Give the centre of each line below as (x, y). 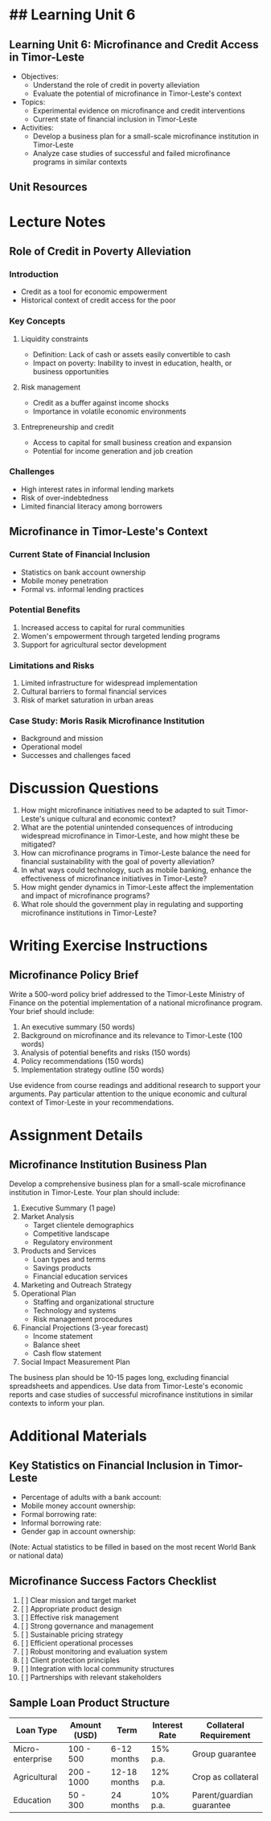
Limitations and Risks (52, 665)
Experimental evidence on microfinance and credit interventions (139, 111)
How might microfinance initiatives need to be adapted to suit (122, 810)
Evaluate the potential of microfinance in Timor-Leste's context (137, 93)
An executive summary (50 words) (78, 1027)
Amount (85, 1725)
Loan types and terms (69, 1259)
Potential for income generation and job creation (113, 451)
